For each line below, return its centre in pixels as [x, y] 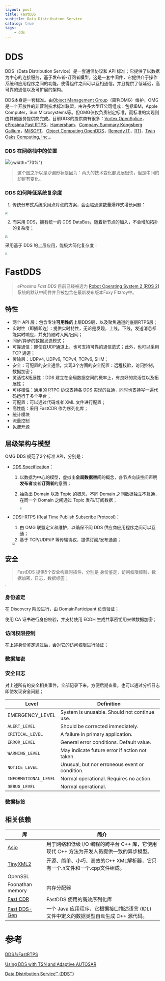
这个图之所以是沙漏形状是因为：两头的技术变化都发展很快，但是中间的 [88, 173]
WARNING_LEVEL [24, 753]
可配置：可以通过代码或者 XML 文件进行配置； [59, 402]
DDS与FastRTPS [22, 954]
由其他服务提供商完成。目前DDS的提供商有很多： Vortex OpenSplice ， [76, 118]
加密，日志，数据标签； [45, 578]
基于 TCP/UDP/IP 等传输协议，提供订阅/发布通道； [70, 539]
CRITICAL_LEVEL [25, 734]
